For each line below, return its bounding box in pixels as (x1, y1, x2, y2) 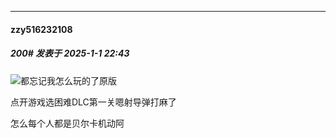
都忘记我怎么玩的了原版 (20, 74, 117, 86)
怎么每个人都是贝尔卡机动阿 (10, 117, 125, 129)
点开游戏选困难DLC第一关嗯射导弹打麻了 (10, 96, 177, 108)
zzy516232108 (10, 23, 73, 35)
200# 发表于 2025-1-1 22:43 (10, 47, 130, 60)
